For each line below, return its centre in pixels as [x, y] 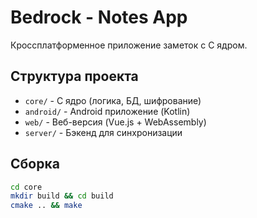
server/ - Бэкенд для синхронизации [103, 132]
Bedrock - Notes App [99, 17]
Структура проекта [74, 76]
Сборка [35, 164]
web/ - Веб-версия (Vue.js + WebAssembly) [115, 122]
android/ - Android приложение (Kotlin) [107, 111]
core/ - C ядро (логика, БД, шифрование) [113, 100]
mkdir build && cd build [62, 196]
